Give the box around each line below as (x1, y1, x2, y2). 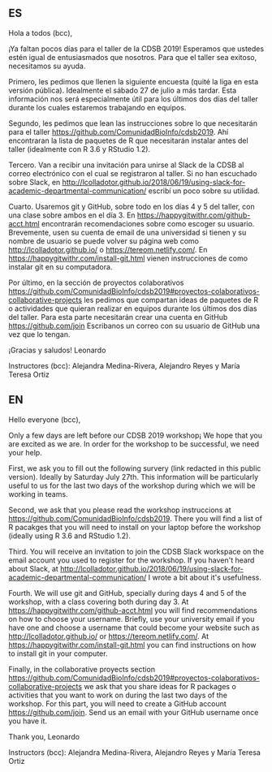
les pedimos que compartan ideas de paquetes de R (84, 295, 258, 304)
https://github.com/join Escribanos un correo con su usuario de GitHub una (8, 321, 261, 330)
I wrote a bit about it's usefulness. (148, 572, 262, 582)
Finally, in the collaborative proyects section (8, 664, 156, 674)
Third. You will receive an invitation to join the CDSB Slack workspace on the (8, 546, 265, 556)
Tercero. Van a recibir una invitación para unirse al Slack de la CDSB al (8, 160, 244, 170)
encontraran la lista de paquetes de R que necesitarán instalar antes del (8, 136, 249, 145)
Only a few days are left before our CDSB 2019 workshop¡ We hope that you (8, 430, 262, 440)
